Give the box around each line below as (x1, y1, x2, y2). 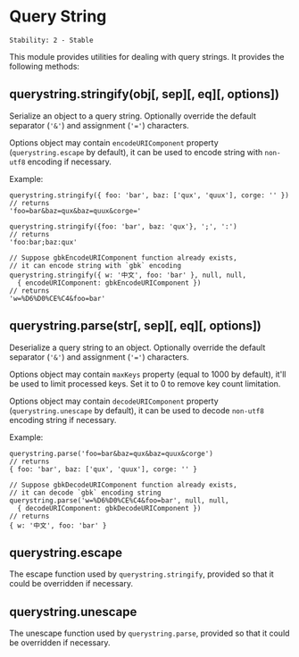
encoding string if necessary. (9, 414, 117, 425)
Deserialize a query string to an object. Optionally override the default (9, 342, 266, 353)
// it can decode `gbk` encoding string (9, 488, 162, 497)
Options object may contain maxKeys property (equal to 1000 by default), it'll (9, 369, 287, 379)
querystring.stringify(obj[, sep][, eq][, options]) (9, 87, 279, 102)
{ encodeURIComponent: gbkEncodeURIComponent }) (17, 279, 202, 287)
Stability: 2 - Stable (9, 36, 94, 45)
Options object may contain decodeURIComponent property (9, 395, 219, 406)
